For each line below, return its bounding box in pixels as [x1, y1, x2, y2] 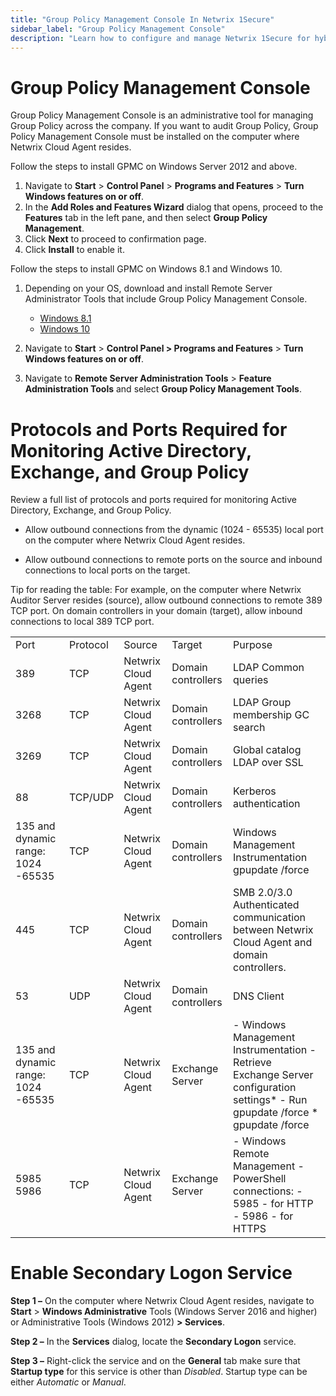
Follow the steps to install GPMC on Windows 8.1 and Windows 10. [10, 263, 283, 275]
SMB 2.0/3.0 [233, 886, 293, 900]
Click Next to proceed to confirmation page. [24, 233, 207, 245]
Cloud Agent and [233, 936, 313, 950]
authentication [233, 797, 301, 811]
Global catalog [233, 743, 302, 757]
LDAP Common [233, 661, 305, 675]
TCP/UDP [68, 791, 115, 805]
